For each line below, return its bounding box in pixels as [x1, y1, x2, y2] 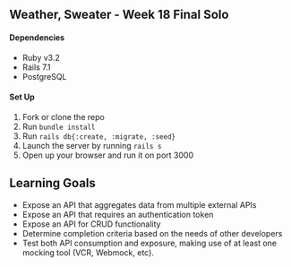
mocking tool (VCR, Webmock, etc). [21, 246, 155, 258]
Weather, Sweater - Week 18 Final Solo [9, 7, 229, 22]
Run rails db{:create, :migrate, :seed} [21, 130, 176, 142]
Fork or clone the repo [21, 111, 105, 122]
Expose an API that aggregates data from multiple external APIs [21, 199, 257, 210]
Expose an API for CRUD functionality [21, 219, 161, 229]
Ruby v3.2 [21, 52, 60, 63]
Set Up [9, 91, 36, 102]
